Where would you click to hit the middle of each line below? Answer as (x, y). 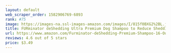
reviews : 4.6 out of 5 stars (36, 38)
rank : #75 (16, 19)
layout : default (22, 10)
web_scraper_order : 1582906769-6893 (44, 15)
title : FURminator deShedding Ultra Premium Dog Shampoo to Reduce (78, 29)
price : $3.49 (19, 43)
